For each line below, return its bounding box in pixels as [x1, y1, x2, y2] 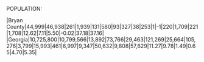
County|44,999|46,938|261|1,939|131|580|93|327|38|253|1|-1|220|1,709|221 [6, 23, 199, 30]
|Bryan [6, 17, 23, 23]
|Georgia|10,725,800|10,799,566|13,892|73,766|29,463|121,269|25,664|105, [6, 36, 196, 43]
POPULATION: [6, 5, 43, 12]
